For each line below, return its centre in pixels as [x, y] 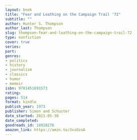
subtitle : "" [19, 19]
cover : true [17, 42]
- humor [13, 79]
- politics [16, 61]
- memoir [14, 83]
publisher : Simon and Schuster [37, 111]
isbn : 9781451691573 [27, 88]
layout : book [19, 10]
